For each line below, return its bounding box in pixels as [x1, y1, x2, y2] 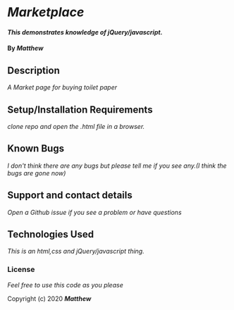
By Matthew [7, 44, 44, 53]
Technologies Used [7, 228, 94, 240]
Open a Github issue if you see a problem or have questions [7, 208, 182, 216]
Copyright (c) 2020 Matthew [7, 294, 92, 303]
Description [7, 64, 60, 76]
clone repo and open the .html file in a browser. [7, 123, 145, 130]
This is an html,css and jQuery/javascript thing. [7, 247, 144, 256]
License [7, 265, 35, 275]
